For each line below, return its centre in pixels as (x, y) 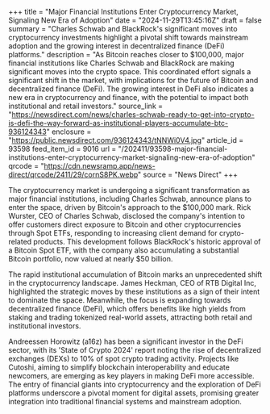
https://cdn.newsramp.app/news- (100, 166)
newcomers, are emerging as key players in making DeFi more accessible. (132, 376)
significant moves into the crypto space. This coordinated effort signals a (130, 71)
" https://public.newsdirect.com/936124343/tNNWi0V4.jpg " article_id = (126, 140)
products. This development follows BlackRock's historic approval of (147, 242)
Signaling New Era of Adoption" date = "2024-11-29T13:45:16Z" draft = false (135, 20)
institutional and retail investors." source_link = (86, 106)
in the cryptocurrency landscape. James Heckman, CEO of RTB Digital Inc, (132, 283)
